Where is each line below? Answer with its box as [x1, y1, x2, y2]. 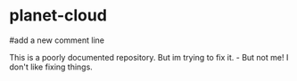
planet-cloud [9, 5, 107, 26]
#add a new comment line [9, 35, 105, 45]
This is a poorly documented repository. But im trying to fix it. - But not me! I [9, 52, 289, 62]
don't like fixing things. [9, 61, 94, 72]
